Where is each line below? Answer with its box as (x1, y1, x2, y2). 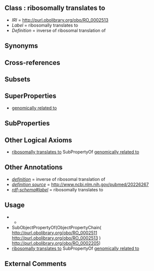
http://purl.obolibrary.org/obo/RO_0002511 (11, 230, 98, 236)
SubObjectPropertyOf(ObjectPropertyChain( (11, 224, 102, 230)
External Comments (4, 260, 67, 268)
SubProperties (4, 119, 50, 127)
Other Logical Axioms (4, 136, 72, 144)
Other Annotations (4, 163, 63, 172)
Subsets (4, 75, 30, 83)
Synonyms (4, 42, 38, 50)
